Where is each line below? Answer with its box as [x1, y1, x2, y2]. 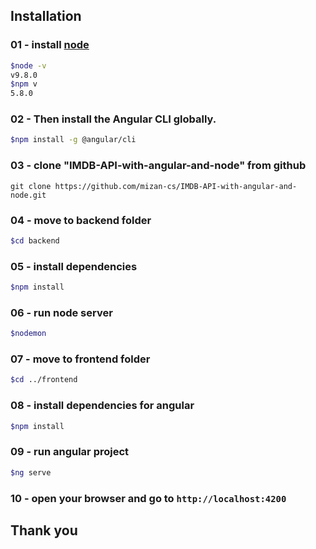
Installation [10, 8, 82, 25]
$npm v [10, 79, 38, 89]
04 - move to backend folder [10, 213, 152, 227]
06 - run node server [10, 305, 113, 319]
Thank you [10, 522, 78, 539]
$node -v [10, 60, 47, 71]
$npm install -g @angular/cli [10, 135, 137, 145]
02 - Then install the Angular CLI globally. [10, 112, 217, 126]
